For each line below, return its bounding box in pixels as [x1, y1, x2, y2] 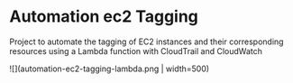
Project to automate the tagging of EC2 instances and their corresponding [9, 36, 284, 47]
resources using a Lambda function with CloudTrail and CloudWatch [9, 45, 263, 56]
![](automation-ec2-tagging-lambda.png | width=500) [9, 63, 210, 74]
